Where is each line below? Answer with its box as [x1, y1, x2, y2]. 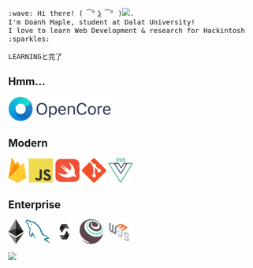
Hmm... [8, 75, 46, 88]
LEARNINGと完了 [8, 52, 63, 61]
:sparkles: [8, 35, 50, 43]
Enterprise [8, 198, 61, 212]
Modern [8, 136, 48, 150]
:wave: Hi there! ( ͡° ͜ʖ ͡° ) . [8, 9, 135, 17]
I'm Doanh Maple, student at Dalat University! [8, 18, 195, 27]
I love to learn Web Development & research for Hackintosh [8, 26, 246, 35]
